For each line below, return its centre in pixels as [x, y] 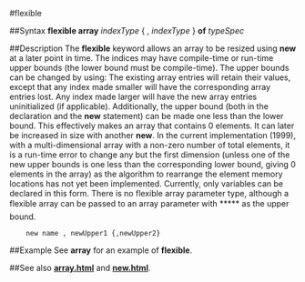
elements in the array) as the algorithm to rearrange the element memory [147, 174]
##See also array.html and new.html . [80, 268]
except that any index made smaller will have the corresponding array [140, 87]
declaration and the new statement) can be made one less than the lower [147, 116]
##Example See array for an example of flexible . [101, 250]
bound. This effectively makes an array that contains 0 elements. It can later [152, 126]
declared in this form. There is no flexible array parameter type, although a [149, 193]
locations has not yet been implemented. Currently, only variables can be [147, 184]
